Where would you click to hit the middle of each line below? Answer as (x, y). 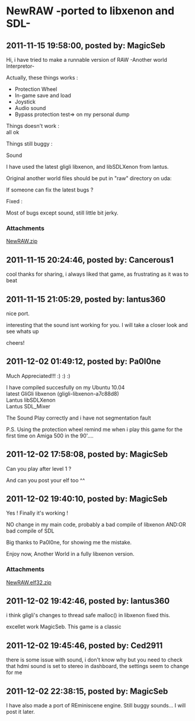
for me (14, 672)
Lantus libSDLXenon (31, 400)
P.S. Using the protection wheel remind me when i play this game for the (94, 429)
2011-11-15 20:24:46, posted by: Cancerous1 (90, 260)
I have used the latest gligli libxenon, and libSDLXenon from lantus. (87, 167)
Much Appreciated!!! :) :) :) (38, 376)
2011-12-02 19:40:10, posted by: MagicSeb (87, 498)
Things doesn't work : (33, 126)
